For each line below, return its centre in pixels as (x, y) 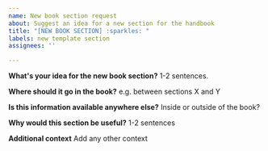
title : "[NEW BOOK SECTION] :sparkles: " (79, 31)
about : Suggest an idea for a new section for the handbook (112, 23)
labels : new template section (59, 38)
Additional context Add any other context (78, 139)
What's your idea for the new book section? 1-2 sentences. (109, 76)
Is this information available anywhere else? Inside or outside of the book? (134, 107)
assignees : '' (32, 46)
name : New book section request (63, 16)
